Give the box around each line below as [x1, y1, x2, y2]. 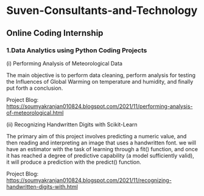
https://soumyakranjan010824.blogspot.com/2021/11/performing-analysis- [6, 103, 193, 110]
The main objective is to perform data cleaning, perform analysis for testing [6, 71, 196, 79]
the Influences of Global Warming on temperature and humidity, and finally [6, 78, 194, 85]
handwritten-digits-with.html [6, 183, 78, 190]
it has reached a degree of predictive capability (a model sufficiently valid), [6, 152, 195, 159]
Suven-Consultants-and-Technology [6, 4, 198, 18]
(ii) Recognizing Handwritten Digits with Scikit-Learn [6, 121, 138, 128]
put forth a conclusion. [6, 84, 63, 92]
